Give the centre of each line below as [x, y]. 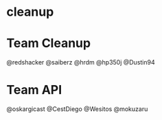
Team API [34, 90]
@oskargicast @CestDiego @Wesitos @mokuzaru [77, 109]
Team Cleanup [48, 44]
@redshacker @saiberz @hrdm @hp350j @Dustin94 [81, 62]
